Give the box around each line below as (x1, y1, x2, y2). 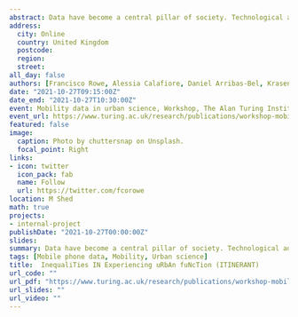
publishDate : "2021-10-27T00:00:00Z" (9, 227, 149, 236)
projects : (9, 210, 46, 220)
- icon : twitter (9, 162, 69, 170)
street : (17, 63, 46, 72)
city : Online (17, 29, 66, 38)
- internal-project (9, 219, 82, 228)
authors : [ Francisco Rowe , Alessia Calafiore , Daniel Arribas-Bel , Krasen (9, 79, 292, 88)
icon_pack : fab (17, 170, 74, 178)
